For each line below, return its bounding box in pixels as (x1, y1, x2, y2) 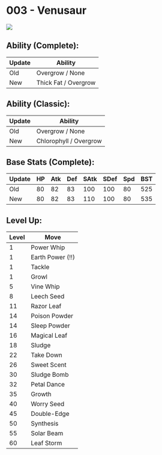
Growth (31, 390, 52, 398)
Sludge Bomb (31, 371, 69, 379)
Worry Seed (31, 400, 65, 408)
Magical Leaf (31, 332, 68, 340)
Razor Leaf (31, 302, 62, 311)
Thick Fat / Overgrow (36, 78, 96, 87)
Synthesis (31, 419, 59, 428)
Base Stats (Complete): (6, 157, 95, 167)
